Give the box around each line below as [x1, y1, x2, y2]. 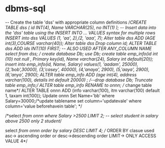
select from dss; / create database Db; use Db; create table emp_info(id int [5, 50, 158, 57]
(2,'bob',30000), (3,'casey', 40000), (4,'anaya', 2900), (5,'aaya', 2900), [5, 66, 150, 72]
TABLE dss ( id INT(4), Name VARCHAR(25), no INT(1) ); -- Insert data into [5, 24, 157, 30]
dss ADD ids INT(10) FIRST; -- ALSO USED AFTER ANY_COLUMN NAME [5, 45, 152, 51]
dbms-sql [5, 3, 46, 14]
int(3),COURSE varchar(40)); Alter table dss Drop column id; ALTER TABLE [5, 40, 157, 46]
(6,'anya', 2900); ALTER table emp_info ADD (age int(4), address [5, 72, 137, 77]
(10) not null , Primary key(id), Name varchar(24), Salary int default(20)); [5, 56, 154, 62]
